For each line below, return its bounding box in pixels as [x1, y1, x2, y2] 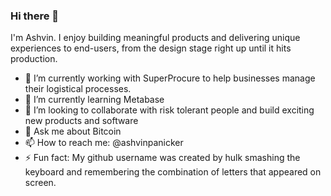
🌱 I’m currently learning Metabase [24, 94, 165, 106]
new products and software [24, 115, 139, 127]
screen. [24, 177, 57, 189]
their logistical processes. [24, 83, 132, 95]
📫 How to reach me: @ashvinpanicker [24, 137, 184, 149]
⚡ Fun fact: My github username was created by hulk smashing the [24, 152, 301, 164]
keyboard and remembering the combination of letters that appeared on [24, 166, 322, 178]
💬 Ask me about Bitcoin [24, 125, 122, 138]
